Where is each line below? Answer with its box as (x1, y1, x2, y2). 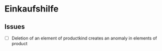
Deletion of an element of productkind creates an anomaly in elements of (11, 35, 157, 41)
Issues (4, 23, 25, 31)
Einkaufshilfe (4, 3, 59, 14)
